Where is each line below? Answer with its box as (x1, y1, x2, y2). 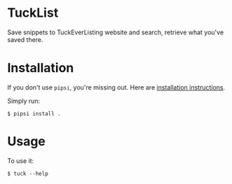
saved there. (7, 35, 43, 43)
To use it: (7, 156, 34, 165)
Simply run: (7, 97, 41, 105)
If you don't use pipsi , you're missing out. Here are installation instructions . (7, 83, 226, 92)
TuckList (7, 5, 59, 21)
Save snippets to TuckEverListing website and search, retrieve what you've (7, 28, 224, 36)
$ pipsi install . (7, 110, 61, 117)
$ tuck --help (7, 170, 49, 177)
